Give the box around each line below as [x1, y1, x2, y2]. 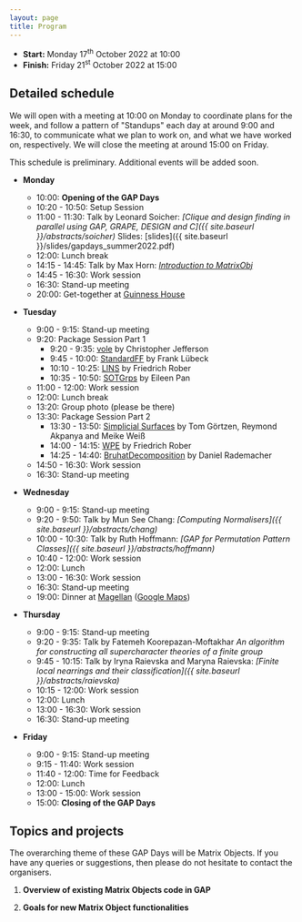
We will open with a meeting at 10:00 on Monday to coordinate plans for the [9, 110, 293, 121]
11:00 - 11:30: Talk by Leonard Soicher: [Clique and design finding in [35, 211, 291, 222]
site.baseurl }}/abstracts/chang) [35, 523, 158, 534]
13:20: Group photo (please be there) [35, 401, 176, 412]
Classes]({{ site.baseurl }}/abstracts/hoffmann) [35, 542, 216, 553]
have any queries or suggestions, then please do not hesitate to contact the [9, 857, 293, 868]
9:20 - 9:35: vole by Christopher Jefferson [49, 343, 209, 354]
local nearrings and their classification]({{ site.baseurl [35, 665, 240, 676]
